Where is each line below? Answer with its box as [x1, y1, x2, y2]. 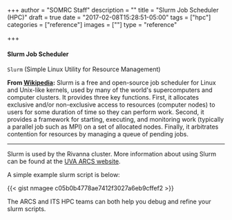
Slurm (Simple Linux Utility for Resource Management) [7, 65, 161, 73]
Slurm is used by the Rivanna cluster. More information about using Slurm [7, 150, 216, 158]
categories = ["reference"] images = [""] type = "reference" [7, 21, 177, 28]
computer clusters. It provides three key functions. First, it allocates [7, 93, 199, 102]
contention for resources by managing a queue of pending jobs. [7, 130, 188, 138]
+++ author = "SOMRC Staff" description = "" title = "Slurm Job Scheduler [7, 6, 219, 14]
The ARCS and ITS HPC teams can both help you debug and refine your [7, 197, 212, 206]
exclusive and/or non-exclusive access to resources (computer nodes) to [7, 100, 215, 109]
